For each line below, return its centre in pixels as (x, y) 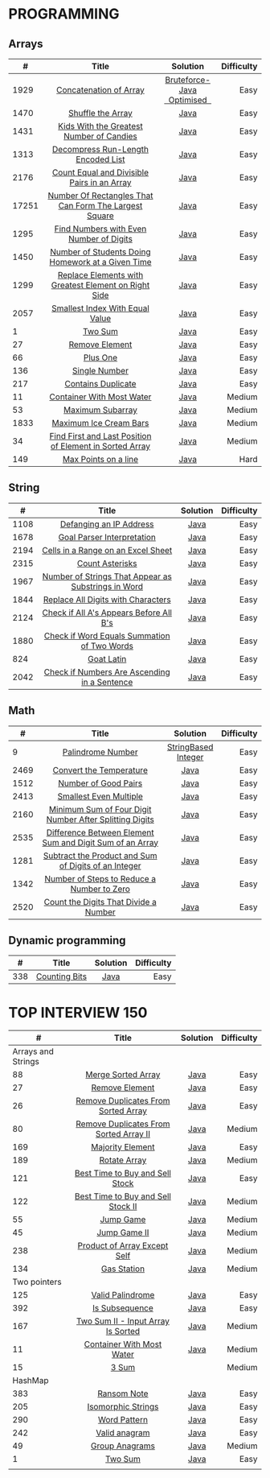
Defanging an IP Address (107, 524)
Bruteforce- (188, 80)
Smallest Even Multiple (100, 796)
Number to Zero (100, 889)
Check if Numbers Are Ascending (107, 671)
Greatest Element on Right (100, 285)
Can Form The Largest (100, 206)
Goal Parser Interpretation (107, 537)
